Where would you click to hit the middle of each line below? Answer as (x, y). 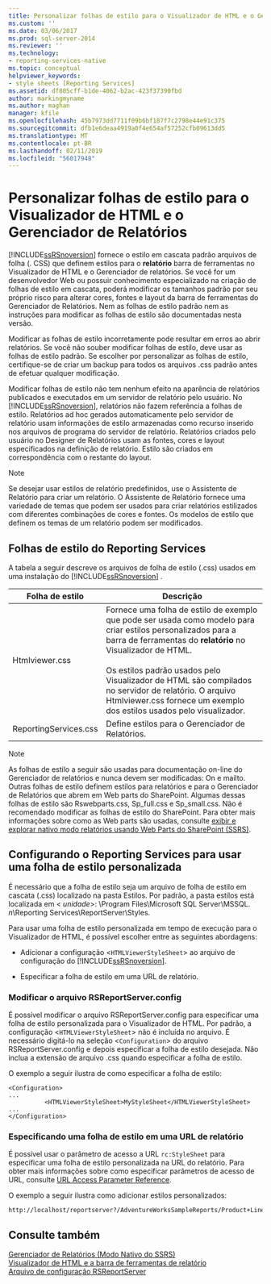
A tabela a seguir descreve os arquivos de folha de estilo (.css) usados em (132, 568)
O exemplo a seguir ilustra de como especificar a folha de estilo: (115, 1073)
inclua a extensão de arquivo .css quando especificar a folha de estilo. (125, 1058)
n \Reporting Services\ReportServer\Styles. (79, 912)
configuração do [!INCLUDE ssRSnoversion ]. (93, 961)
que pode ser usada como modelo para (181, 620)
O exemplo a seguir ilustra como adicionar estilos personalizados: (118, 1195)
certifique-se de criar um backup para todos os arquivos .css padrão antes (133, 365)
